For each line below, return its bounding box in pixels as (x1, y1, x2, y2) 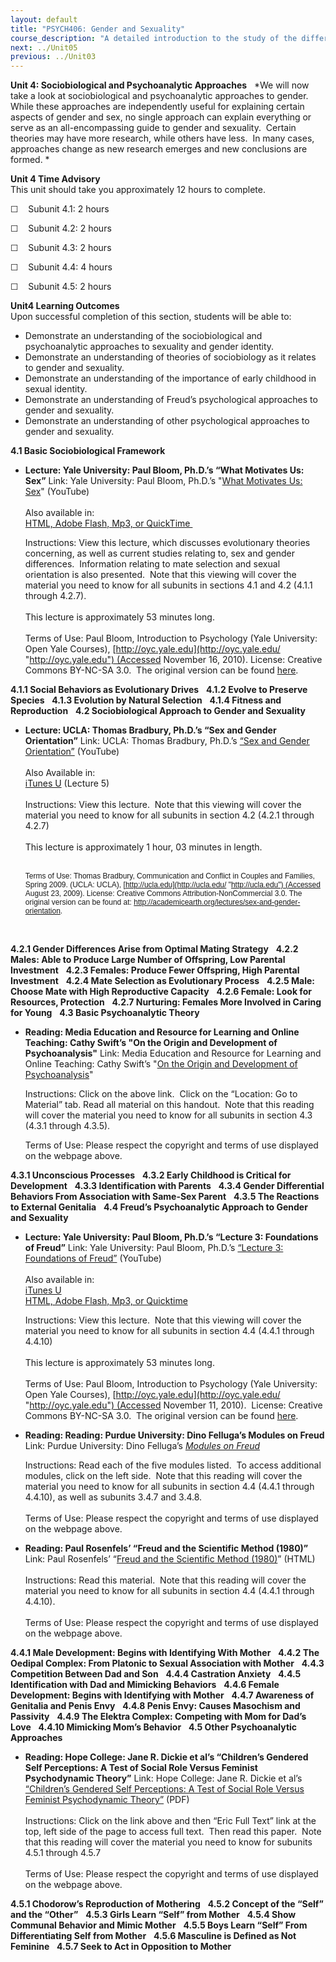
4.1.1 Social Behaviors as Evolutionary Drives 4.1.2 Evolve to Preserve (10, 684, 308, 696)
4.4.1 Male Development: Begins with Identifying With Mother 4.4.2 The (10, 1647, 320, 1659)
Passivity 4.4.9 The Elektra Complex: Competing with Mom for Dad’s (10, 1711, 307, 1723)
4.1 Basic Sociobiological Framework (10, 445, 166, 457)
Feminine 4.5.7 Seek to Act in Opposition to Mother (10, 1941, 232, 1953)
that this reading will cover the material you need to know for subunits (24, 1836, 313, 1848)
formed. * (10, 154, 50, 166)
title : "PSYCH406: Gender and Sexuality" (10, 24, 186, 34)
